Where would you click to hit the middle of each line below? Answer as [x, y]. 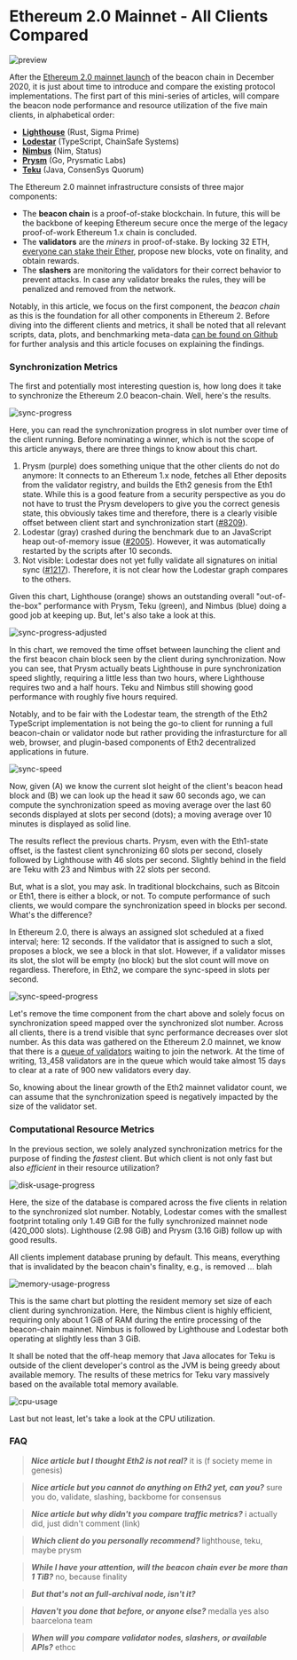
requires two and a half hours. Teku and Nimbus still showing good [131, 688]
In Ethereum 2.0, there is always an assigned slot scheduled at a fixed [137, 932]
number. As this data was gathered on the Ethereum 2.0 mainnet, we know [145, 1042]
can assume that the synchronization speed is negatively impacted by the [144, 1097]
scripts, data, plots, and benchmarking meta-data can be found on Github [144, 334]
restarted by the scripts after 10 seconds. [97, 551]
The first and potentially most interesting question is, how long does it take [145, 386]
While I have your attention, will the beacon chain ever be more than [159, 1567]
